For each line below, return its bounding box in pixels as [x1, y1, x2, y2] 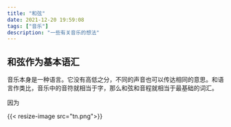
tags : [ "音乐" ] [7, 23, 49, 29]
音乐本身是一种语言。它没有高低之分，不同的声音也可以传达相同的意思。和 [7, 76, 218, 84]
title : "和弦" [7, 10, 46, 17]
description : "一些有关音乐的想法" [7, 29, 100, 36]
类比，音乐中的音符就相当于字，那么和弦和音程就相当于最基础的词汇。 [19, 84, 218, 92]
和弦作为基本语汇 [7, 56, 80, 68]
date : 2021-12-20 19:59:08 [7, 16, 85, 23]
